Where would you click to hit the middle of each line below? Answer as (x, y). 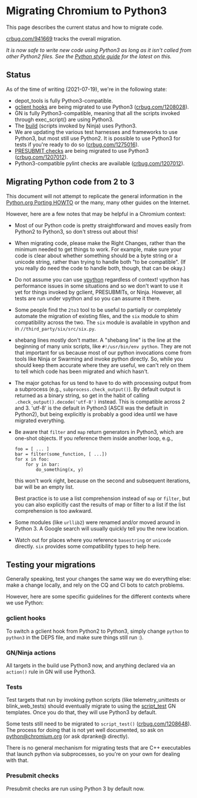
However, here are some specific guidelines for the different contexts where (98, 597)
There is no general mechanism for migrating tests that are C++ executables (98, 748)
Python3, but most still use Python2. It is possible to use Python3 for (97, 138)
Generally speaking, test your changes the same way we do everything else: (98, 579)
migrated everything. (40, 420)
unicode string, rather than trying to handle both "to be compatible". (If (100, 261)
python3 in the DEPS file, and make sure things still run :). (75, 637)
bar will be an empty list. (44, 487)
